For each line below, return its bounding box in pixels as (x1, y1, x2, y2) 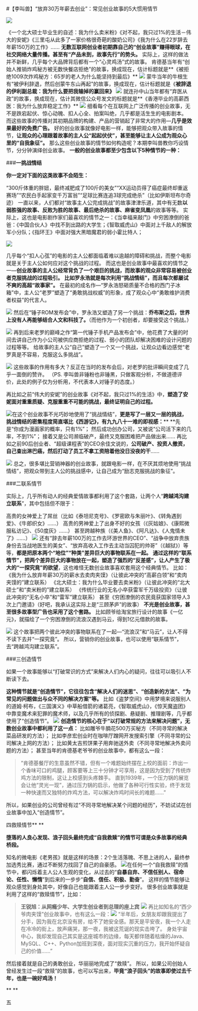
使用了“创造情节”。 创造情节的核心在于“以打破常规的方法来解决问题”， (6, 717, 186, 724)
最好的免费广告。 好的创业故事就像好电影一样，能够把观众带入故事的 (11, 124, 178, 132)
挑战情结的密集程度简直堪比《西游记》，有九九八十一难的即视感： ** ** (6, 418, 176, 425)
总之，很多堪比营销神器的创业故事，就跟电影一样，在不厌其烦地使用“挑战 (13, 460, 192, 467)
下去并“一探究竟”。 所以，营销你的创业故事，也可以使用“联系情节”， (16, 636, 182, 642)
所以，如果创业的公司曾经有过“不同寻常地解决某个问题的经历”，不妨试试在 (6, 802, 187, 808)
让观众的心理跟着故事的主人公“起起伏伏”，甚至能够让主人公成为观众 (16, 132, 183, 139)
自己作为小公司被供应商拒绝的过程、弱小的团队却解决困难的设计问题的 (21, 336, 192, 343)
